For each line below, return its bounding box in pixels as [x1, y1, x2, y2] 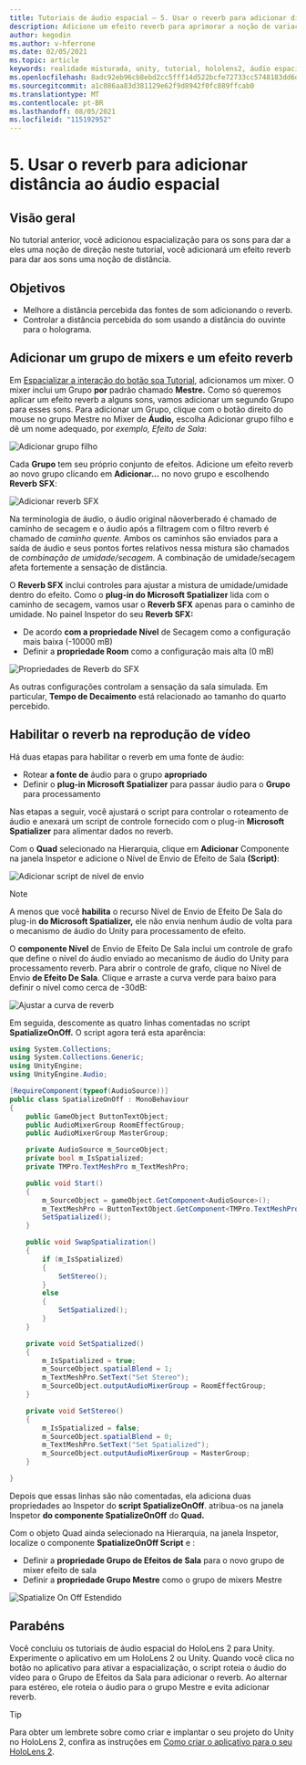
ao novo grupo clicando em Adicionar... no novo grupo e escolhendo [9, 468, 270, 479]
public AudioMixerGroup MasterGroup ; [25, 1129, 169, 1138]
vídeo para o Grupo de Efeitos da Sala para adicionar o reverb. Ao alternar [9, 1672, 288, 1683]
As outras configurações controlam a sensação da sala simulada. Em [9, 681, 269, 692]
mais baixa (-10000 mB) [22, 636, 114, 646]
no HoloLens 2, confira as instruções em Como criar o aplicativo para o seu [9, 1736, 293, 1747]
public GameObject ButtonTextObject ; [25, 1111, 169, 1121]
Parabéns [9, 1618, 66, 1634]
